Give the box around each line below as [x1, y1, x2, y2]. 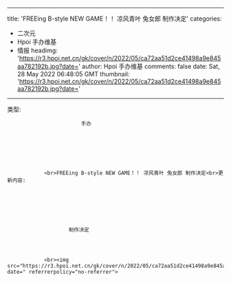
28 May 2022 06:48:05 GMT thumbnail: [16, 70, 130, 78]
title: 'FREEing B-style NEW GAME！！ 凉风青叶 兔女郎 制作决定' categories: [7, 14, 222, 23]
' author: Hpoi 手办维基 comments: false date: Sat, [78, 63, 220, 70]
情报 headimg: [16, 46, 58, 54]
